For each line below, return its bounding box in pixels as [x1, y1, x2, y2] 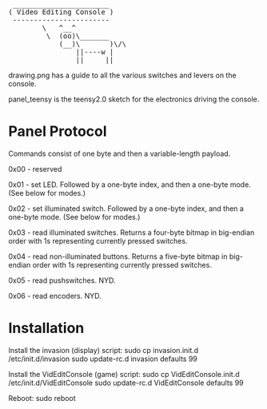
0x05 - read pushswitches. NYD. [8, 276, 116, 285]
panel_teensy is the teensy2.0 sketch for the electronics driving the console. [8, 94, 260, 104]
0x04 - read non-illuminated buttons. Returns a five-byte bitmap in [8, 252, 228, 261]
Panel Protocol [8, 122, 107, 141]
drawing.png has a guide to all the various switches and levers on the [8, 70, 237, 80]
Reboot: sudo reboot [8, 393, 76, 403]
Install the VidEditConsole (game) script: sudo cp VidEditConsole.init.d [8, 369, 240, 379]
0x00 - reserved [8, 164, 62, 173]
